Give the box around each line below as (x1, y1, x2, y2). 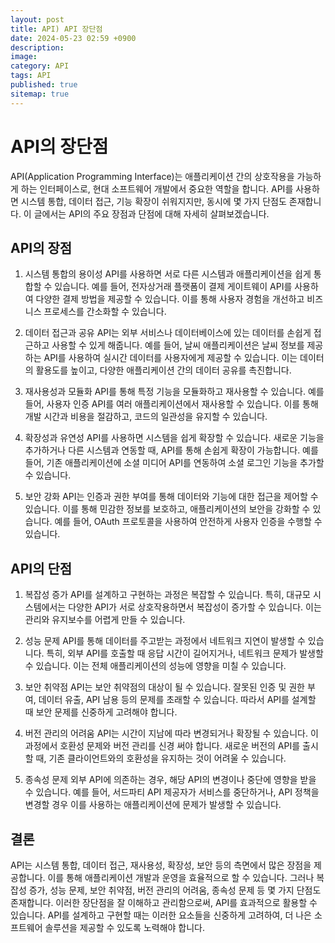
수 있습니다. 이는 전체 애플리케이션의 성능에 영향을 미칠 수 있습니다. (24, 660, 287, 672)
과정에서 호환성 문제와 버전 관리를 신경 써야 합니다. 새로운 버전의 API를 (24, 740, 301, 752)
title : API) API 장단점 (10, 24, 103, 34)
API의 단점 (10, 560, 73, 577)
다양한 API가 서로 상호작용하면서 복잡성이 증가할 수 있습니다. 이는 (68, 601, 322, 613)
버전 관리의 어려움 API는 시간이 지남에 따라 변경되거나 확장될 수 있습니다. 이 (24, 727, 319, 740)
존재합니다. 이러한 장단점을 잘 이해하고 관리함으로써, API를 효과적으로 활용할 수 (10, 897, 318, 908)
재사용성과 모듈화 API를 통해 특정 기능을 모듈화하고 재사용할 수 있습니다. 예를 (24, 386, 325, 398)
